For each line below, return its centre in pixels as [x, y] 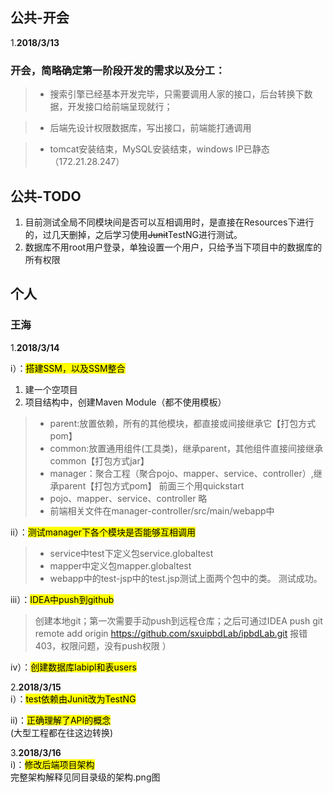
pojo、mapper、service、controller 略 [128, 498]
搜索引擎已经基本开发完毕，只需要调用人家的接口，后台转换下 [177, 94]
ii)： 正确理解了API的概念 [61, 720]
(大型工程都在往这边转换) [62, 732]
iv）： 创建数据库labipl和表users [73, 667]
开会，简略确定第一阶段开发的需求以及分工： [118, 70]
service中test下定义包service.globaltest [131, 553]
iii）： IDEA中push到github [62, 599]
